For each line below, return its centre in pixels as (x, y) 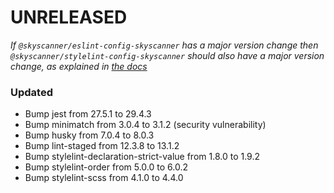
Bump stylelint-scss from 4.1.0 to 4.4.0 (104, 178)
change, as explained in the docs (79, 66)
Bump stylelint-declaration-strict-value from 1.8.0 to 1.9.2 (142, 157)
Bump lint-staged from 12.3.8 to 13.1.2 (102, 146)
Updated (31, 92)
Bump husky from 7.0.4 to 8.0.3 (89, 135)
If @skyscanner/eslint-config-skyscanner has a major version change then (164, 45)
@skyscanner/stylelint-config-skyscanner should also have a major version (167, 55)
